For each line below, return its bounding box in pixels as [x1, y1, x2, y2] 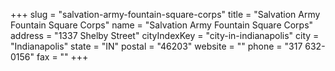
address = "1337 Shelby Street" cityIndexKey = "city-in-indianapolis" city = [10, 30, 320, 41]
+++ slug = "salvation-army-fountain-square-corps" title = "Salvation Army [10, 9, 321, 20]
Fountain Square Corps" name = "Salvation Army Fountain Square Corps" [10, 19, 314, 31]
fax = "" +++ [36, 51, 89, 63]
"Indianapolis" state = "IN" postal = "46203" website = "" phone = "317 [10, 40, 303, 52]
